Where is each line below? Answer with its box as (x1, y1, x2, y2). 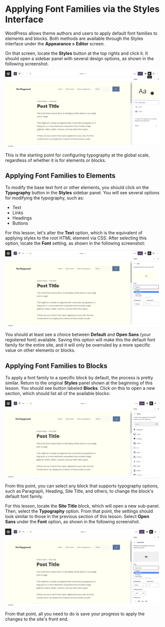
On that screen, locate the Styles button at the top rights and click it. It (5, 50, 148, 56)
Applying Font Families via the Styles (5, 3, 160, 15)
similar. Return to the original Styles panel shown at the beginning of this (5, 380, 153, 386)
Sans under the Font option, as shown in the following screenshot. (5, 519, 140, 525)
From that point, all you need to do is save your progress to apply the (5, 611, 145, 617)
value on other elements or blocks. (5, 347, 75, 353)
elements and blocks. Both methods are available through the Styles (5, 36, 144, 41)
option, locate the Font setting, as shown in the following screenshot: (5, 240, 145, 246)
